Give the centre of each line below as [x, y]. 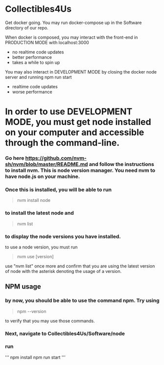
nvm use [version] [35, 256]
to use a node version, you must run [41, 247]
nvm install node [34, 200]
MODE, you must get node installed [78, 122]
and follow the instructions [121, 164]
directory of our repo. [27, 27]
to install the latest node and [40, 213]
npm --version [32, 311]
